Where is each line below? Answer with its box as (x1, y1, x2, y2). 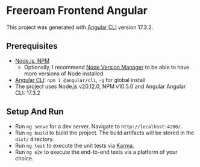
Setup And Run (6, 107, 64, 117)
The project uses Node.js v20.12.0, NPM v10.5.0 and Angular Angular (14, 83, 186, 90)
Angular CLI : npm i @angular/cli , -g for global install (14, 76, 146, 83)
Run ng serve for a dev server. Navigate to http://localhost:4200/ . (14, 122, 183, 130)
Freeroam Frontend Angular (6, 4, 148, 17)
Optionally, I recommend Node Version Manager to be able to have (23, 63, 190, 71)
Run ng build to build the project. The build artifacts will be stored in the (14, 129, 195, 136)
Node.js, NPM (14, 57, 50, 64)
